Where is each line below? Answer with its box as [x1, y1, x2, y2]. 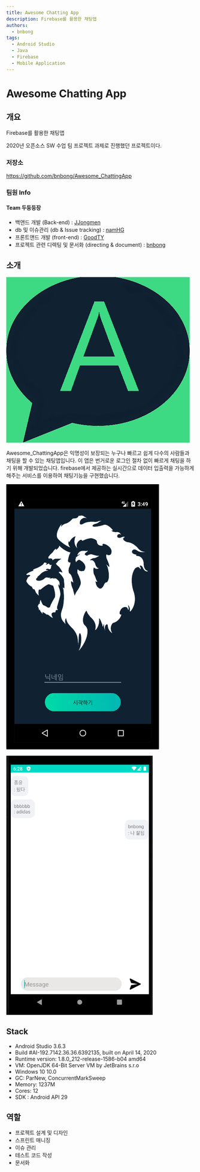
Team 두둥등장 [6, 204, 41, 212]
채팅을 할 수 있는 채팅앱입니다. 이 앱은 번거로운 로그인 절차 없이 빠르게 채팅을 [6, 457, 185, 464]
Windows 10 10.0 [14, 1068, 57, 1075]
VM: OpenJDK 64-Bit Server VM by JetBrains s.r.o [14, 1061, 140, 1069]
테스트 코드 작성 [14, 1152, 52, 1159]
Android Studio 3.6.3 [14, 1043, 66, 1050]
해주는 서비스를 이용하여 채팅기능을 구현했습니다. [6, 472, 120, 479]
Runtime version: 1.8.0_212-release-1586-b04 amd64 [14, 1055, 146, 1062]
